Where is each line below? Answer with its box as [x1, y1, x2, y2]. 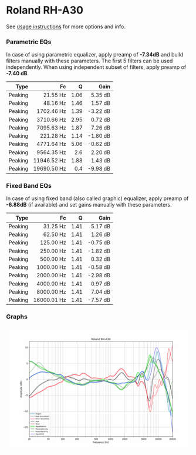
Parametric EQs [6, 38, 52, 46]
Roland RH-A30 [6, 4, 84, 17]
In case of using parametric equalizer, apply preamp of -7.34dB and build [6, 51, 184, 58]
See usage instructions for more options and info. [6, 23, 126, 30]
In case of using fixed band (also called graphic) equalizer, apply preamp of [6, 195, 189, 202]
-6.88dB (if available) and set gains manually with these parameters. [6, 201, 172, 208]
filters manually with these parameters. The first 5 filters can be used [6, 57, 173, 65]
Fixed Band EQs [6, 181, 52, 190]
